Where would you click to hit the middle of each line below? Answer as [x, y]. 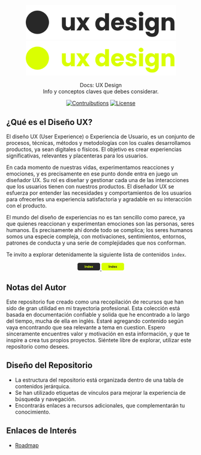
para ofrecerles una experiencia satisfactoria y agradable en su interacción [99, 200]
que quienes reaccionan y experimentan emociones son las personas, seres [100, 224]
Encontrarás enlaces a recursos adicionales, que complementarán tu [100, 405]
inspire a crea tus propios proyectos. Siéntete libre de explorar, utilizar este [99, 340]
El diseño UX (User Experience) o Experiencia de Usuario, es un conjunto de [100, 136]
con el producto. [26, 206]
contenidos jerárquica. [43, 386]
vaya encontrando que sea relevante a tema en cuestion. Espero [86, 327]
